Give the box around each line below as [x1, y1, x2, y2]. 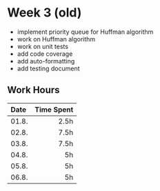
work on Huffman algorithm [17, 34, 96, 43]
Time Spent [34, 105, 74, 114]
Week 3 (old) [7, 5, 82, 21]
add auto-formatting [17, 57, 75, 65]
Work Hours [7, 84, 60, 96]
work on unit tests [17, 42, 69, 50]
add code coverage [17, 50, 73, 58]
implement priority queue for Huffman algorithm [17, 28, 154, 36]
